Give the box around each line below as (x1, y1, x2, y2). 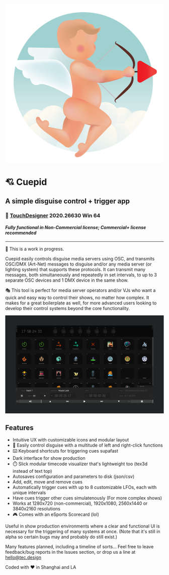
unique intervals (12, 490, 46, 496)
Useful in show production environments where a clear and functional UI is (5, 523, 160, 529)
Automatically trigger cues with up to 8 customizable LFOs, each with (12, 484, 157, 491)
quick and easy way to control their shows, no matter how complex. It (5, 294, 149, 300)
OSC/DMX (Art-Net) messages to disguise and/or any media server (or (5, 261, 152, 267)
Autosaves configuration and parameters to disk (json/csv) (12, 473, 135, 479)
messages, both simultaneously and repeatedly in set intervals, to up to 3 (5, 272, 157, 278)
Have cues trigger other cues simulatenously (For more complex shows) (12, 495, 162, 501)
